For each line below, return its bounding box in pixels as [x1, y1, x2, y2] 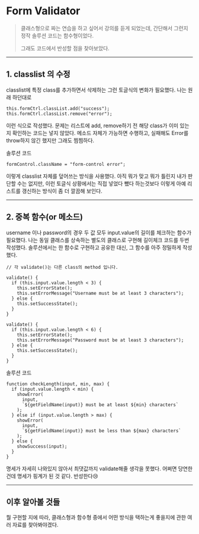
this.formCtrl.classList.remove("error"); [6, 111, 113, 117]
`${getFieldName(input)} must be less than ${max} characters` [21, 428, 182, 434]
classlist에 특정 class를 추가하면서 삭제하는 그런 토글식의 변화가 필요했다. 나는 [6, 86, 187, 93]
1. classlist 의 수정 [6, 70, 70, 80]
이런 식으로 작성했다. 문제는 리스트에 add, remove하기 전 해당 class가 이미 [6, 122, 179, 129]
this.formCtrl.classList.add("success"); [6, 105, 110, 111]
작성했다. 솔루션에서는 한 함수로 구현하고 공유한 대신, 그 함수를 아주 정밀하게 [6, 244, 182, 251]
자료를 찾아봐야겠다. [12, 522, 59, 529]
